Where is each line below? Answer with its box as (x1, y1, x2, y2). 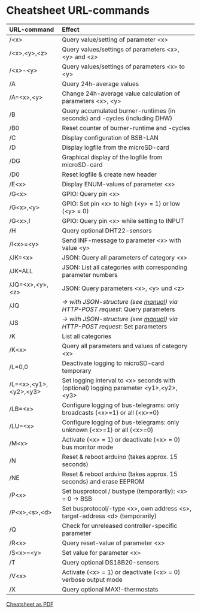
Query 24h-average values (62, 79, 139, 87)
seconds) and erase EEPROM (62, 477, 145, 485)
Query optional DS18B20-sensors (62, 558, 160, 566)
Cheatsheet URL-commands (6, 4, 150, 17)
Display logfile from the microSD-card (62, 143, 169, 152)
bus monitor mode (62, 443, 114, 451)
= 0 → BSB (62, 494, 93, 503)
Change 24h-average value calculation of (62, 89, 181, 98)
